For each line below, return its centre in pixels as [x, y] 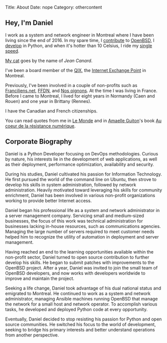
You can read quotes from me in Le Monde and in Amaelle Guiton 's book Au [83, 120]
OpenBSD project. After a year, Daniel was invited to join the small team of [81, 267]
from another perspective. [32, 335]
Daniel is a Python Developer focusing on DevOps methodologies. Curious [82, 153]
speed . [12, 51]
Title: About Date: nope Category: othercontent [54, 7]
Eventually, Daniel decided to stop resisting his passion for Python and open [83, 319]
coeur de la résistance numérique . [40, 126]
